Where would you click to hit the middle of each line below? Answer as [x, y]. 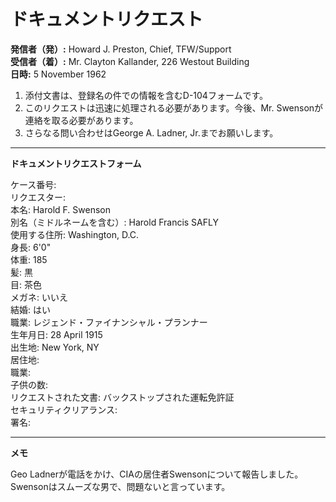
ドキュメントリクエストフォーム [76, 163]
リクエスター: [38, 197]
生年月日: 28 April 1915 [56, 334]
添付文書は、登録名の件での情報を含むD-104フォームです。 [146, 95]
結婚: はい [30, 309]
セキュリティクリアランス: [64, 409]
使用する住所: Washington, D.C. [75, 234]
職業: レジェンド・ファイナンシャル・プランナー [109, 322]
